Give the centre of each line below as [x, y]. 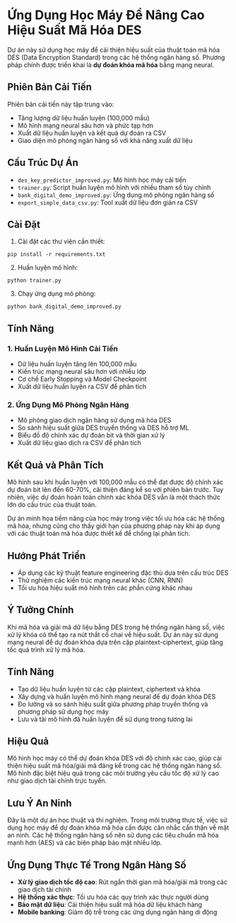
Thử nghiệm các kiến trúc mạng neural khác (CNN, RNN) [100, 580]
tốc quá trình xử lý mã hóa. [46, 649]
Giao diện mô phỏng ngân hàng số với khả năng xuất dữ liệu [105, 140]
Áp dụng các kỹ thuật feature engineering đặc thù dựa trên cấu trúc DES [123, 573]
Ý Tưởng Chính [41, 610]
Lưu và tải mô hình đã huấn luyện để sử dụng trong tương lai [105, 719]
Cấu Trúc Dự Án [43, 163]
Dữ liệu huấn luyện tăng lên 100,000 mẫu [77, 364]
